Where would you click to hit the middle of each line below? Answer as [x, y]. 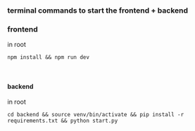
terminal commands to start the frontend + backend [98, 11]
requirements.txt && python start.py [63, 121]
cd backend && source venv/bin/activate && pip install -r [96, 115]
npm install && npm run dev [49, 57]
